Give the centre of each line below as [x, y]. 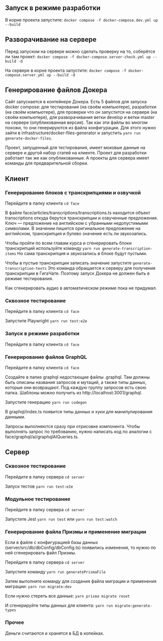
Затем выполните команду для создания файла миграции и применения [81, 581]
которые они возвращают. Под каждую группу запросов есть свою [76, 388]
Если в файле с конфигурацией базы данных [52, 543]
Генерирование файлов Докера [56, 90]
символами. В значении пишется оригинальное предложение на [73, 228]
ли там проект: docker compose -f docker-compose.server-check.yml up [78, 56]
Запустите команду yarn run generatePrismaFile [55, 572]
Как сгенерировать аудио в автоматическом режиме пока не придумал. [81, 288]
